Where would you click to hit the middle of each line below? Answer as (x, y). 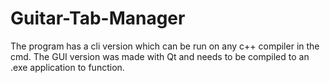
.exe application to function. (67, 67)
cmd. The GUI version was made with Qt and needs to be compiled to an (160, 56)
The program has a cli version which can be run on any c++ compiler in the (165, 46)
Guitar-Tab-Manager (98, 18)
